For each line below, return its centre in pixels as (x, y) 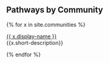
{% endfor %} (24, 55)
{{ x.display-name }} (31, 36)
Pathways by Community (55, 10)
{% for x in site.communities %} (46, 24)
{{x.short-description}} (35, 42)
